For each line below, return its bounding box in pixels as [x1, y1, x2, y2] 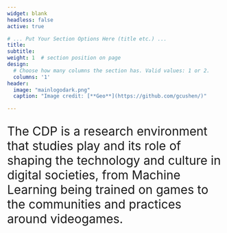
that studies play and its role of [7, 138, 182, 154]
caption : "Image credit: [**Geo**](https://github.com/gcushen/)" [13, 93, 207, 100]
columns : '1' [13, 74, 51, 80]
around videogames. [7, 211, 123, 227]
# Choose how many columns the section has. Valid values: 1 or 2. [13, 67, 211, 74]
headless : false [7, 16, 53, 23]
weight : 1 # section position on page [7, 54, 121, 62]
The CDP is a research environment [7, 124, 208, 140]
